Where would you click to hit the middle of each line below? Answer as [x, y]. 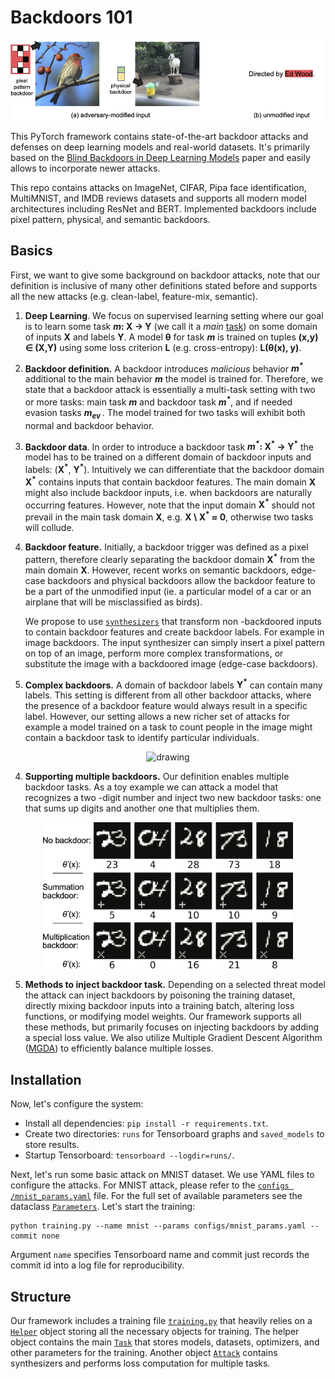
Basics [31, 251]
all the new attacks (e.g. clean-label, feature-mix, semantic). [134, 296]
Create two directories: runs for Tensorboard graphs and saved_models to [174, 1134]
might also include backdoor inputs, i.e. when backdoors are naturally [168, 492]
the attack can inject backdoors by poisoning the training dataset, [160, 995]
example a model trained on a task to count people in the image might [168, 727]
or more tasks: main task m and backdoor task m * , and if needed [158, 401]
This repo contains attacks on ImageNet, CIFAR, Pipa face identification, [158, 187]
